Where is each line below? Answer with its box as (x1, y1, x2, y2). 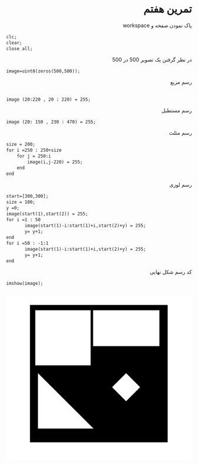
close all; (6, 45, 33, 52)
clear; (6, 39, 22, 46)
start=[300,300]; (6, 193, 49, 199)
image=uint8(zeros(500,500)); (6, 68, 81, 74)
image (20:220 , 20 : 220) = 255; (6, 97, 91, 102)
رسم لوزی (169, 181, 192, 188)
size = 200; (6, 141, 35, 147)
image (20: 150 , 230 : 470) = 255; (6, 119, 96, 125)
